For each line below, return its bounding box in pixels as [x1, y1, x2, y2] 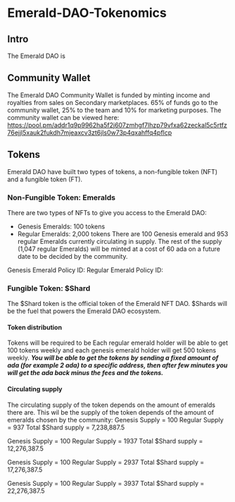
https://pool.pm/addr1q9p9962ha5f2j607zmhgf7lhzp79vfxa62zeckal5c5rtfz [7, 121, 227, 129]
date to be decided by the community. [17, 252, 128, 260]
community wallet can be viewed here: [7, 113, 120, 121]
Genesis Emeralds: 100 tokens [17, 222, 106, 231]
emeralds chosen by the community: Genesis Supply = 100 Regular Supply [7, 415, 224, 424]
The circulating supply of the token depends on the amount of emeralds [7, 400, 216, 409]
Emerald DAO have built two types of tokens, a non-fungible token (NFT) [7, 167, 218, 176]
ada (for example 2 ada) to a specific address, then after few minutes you [7, 361, 228, 369]
